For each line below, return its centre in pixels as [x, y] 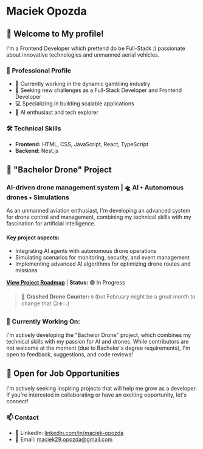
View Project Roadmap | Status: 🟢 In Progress [66, 283]
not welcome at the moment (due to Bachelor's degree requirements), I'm [98, 348]
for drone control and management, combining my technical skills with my [99, 217]
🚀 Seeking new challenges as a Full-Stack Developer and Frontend [98, 90]
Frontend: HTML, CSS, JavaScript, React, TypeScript [82, 144]
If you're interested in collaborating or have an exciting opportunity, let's [97, 395]
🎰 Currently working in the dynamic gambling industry [83, 84]
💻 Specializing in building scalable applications [75, 104]
